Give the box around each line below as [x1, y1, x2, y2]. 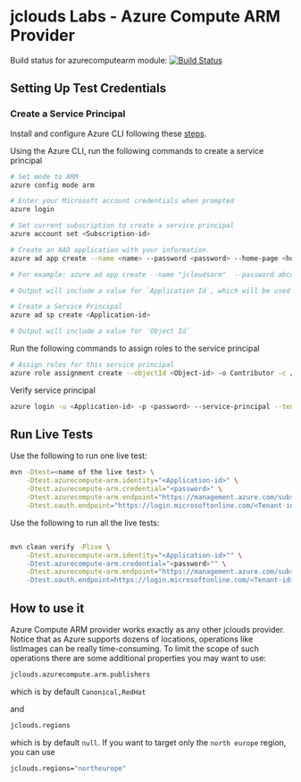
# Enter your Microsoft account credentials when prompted [10, 197, 235, 206]
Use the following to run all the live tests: [10, 517, 160, 528]
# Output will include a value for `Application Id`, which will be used [10, 286, 291, 295]
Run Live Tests [10, 427, 94, 442]
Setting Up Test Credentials [10, 81, 167, 96]
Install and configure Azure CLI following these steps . [10, 128, 207, 139]
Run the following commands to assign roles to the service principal [10, 343, 260, 353]
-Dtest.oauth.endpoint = [26, 501, 115, 510]
